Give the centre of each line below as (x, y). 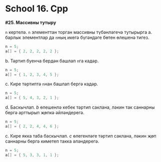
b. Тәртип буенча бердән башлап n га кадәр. (52, 61)
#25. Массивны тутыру (31, 22)
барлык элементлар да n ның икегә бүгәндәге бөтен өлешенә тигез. (77, 37)
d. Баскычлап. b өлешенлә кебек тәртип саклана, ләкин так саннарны (80, 107)
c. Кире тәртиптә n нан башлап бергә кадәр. (52, 84)
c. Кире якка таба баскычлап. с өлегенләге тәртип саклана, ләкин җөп (81, 136)
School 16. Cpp (37, 9)
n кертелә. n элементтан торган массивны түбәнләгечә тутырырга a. (79, 32)
